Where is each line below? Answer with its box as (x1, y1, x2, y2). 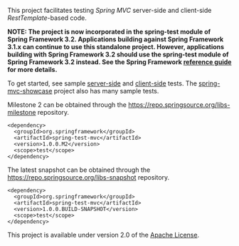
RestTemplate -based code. (7, 14, 87, 22)
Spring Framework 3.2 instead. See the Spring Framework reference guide (7, 58, 232, 66)
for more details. (7, 66, 58, 73)
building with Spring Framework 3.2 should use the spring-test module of (7, 50, 229, 58)
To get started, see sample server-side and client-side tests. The (7, 79, 198, 88)
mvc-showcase (7, 87, 53, 95)
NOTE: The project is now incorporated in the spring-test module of (7, 28, 211, 36)
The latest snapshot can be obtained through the (7, 165, 151, 174)
